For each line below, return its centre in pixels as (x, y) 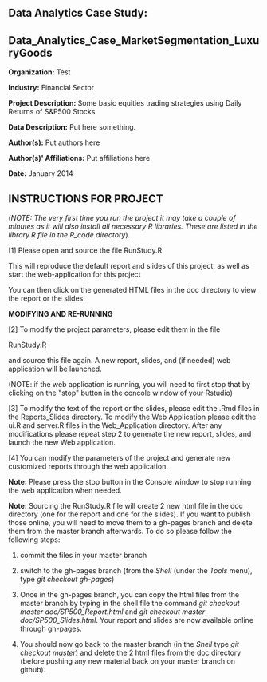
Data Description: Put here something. (72, 127)
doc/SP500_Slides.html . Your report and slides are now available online (136, 620)
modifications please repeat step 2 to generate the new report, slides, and (130, 434)
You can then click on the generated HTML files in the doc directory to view (132, 290)
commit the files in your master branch (83, 556)
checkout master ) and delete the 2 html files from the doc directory (130, 653)
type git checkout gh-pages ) (67, 580)
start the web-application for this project (75, 274)
